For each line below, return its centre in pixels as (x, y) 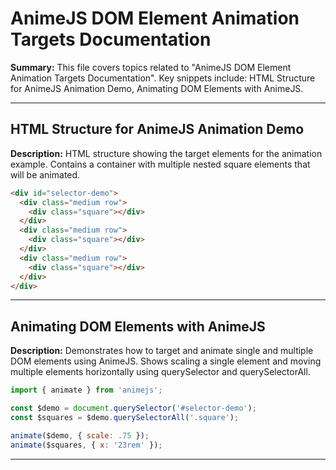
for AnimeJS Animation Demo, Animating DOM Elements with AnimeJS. (157, 88)
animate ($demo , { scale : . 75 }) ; (80, 435)
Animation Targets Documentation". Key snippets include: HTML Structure (163, 78)
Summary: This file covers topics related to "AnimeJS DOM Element (151, 67)
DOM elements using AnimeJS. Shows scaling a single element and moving (166, 361)
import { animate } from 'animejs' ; (86, 390)
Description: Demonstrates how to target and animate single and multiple (162, 351)
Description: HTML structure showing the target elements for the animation (166, 153)
